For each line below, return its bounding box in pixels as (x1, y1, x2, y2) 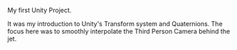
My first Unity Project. (7, 6, 72, 14)
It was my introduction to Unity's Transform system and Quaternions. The (7, 20, 223, 27)
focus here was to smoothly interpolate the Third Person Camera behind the (7, 27, 231, 35)
